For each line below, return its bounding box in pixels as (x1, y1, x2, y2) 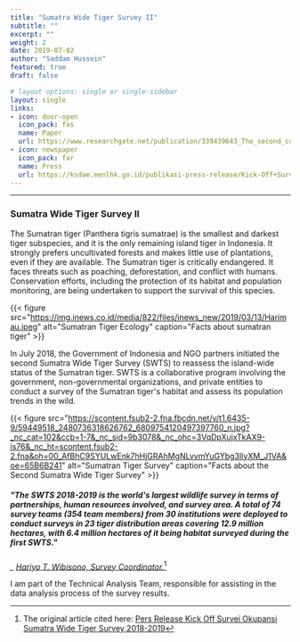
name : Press (18, 161, 63, 170)
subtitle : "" (10, 21, 59, 30)
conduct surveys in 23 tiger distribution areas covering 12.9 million (10, 518, 264, 529)
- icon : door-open (10, 112, 78, 121)
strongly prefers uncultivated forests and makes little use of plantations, (10, 247, 274, 258)
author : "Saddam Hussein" (10, 54, 106, 63)
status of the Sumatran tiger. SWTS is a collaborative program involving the (10, 366, 286, 377)
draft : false (10, 71, 59, 80)
